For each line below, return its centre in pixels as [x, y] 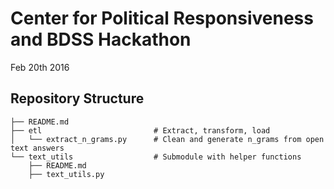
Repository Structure [77, 98]
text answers [37, 148]
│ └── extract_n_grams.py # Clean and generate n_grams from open [167, 139]
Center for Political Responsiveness [162, 18]
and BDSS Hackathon [101, 39]
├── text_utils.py [66, 174]
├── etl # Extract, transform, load [140, 130]
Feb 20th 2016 [40, 67]
